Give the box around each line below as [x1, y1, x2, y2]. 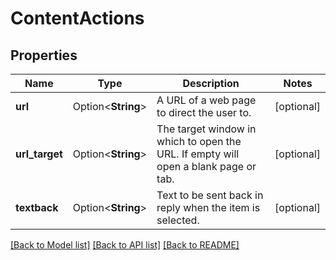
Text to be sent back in [156, 188, 264, 202]
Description [182, 77, 240, 90]
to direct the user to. [156, 106, 252, 119]
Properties [10, 47, 78, 64]
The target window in [156, 122, 257, 136]
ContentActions [10, 7, 145, 30]
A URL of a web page [156, 93, 257, 107]
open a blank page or [156, 160, 257, 173]
